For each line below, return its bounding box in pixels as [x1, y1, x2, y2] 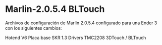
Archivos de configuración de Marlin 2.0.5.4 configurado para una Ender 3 [5, 20, 158, 26]
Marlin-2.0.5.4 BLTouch [5, 3, 105, 15]
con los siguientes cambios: [5, 25, 62, 31]
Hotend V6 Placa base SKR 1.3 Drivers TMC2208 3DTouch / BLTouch [5, 35, 146, 41]
